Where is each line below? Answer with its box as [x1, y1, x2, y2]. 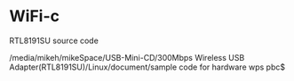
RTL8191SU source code [9, 35, 99, 46]
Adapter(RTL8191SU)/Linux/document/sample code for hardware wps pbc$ [9, 62, 286, 72]
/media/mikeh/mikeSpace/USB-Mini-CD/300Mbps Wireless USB [9, 52, 245, 63]
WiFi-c [9, 6, 60, 26]
